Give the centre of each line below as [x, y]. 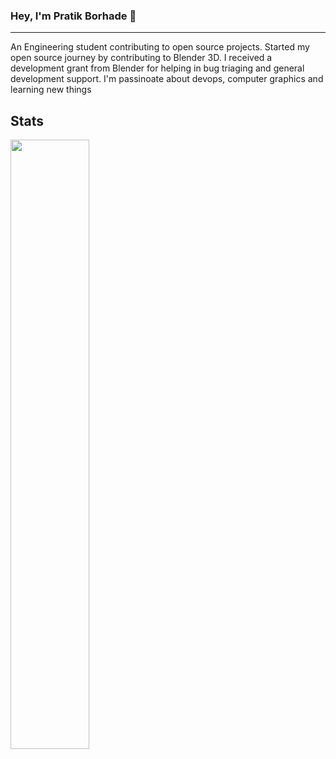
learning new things [51, 90]
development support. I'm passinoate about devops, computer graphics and [167, 79]
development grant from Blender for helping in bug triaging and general [157, 68]
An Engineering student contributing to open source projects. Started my [160, 47]
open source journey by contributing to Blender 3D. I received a [141, 58]
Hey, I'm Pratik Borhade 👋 [73, 16]
